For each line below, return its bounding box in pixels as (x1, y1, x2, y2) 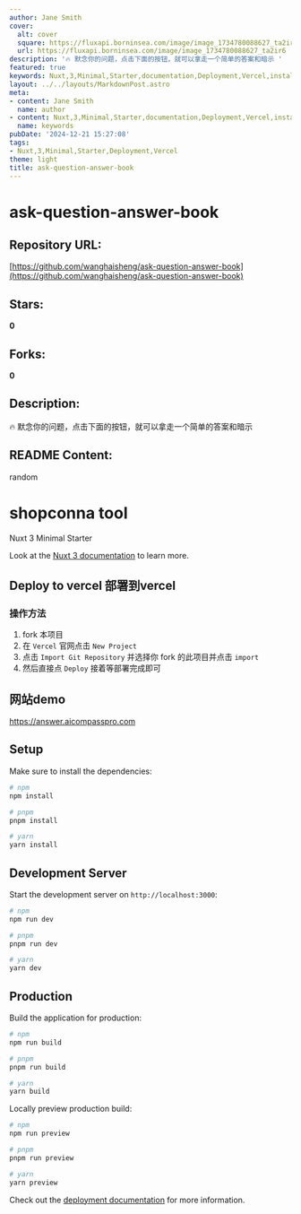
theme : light (9, 154, 58, 164)
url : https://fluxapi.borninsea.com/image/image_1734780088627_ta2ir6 (17, 47, 287, 56)
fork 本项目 (21, 629, 64, 640)
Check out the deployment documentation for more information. (9, 1194, 245, 1205)
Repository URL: (9, 237, 102, 252)
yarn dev (9, 964, 42, 973)
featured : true (9, 64, 66, 73)
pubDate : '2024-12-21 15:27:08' (9, 130, 130, 139)
